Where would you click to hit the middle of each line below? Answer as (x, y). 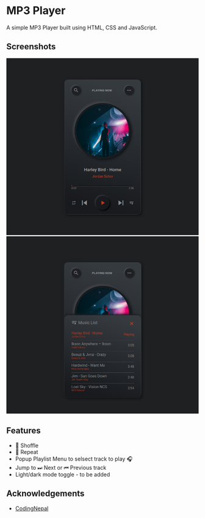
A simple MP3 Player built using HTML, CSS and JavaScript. (82, 27)
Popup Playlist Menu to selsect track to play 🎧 (74, 459)
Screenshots (31, 47)
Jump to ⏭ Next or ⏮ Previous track (61, 467)
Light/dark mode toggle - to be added (63, 474)
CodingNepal (32, 508)
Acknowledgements (45, 494)
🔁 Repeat (27, 451)
